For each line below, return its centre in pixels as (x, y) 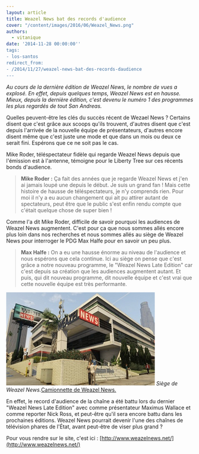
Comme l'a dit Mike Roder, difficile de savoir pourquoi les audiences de (93, 222)
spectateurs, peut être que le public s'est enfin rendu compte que (101, 204)
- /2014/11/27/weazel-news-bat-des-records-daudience (74, 69)
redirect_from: (25, 63)
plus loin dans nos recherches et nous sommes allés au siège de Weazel (95, 234)
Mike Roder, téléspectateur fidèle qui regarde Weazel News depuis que (93, 154)
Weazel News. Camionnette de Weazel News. (61, 390)
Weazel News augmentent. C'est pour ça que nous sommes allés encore (95, 228)
